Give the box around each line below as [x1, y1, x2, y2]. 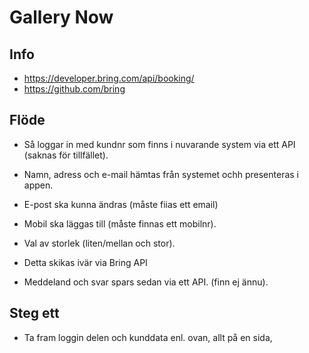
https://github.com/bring [23, 83, 126, 95]
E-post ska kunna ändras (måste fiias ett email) [23, 198, 219, 210]
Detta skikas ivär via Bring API [23, 256, 148, 268]
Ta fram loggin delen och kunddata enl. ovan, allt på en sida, [23, 331, 273, 343]
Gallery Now [9, 6, 114, 29]
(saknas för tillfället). [23, 149, 109, 161]
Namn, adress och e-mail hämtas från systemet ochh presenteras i [23, 168, 300, 180]
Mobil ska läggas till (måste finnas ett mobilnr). [23, 217, 217, 230]
